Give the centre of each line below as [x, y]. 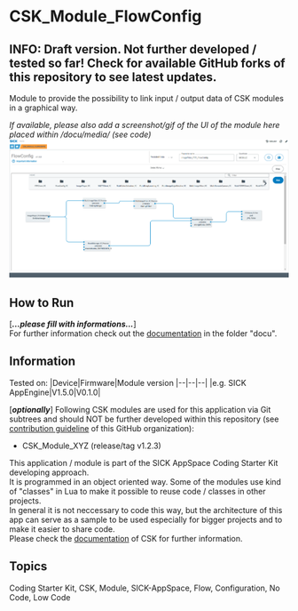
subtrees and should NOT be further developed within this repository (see [144, 419]
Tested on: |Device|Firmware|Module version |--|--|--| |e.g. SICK [128, 382]
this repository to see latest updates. [113, 77]
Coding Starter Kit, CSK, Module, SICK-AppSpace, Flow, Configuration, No [145, 588]
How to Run [42, 303]
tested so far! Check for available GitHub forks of [147, 63]
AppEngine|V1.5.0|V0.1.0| [55, 392]
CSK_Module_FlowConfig [106, 16]
